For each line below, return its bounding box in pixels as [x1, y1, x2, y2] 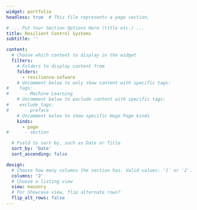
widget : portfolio [6, 8, 52, 15]
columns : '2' [11, 173, 44, 179]
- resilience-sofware [21, 74, 76, 80]
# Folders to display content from [17, 63, 105, 69]
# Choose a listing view [11, 179, 73, 184]
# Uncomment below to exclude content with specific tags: [17, 96, 166, 103]
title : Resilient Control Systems [6, 30, 92, 36]
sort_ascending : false [11, 151, 68, 157]
